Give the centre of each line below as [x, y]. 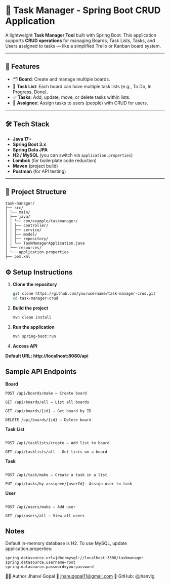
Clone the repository [35, 284]
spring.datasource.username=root [40, 562]
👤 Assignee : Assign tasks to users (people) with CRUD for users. [80, 103]
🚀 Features [23, 67]
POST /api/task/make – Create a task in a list [56, 475]
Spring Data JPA [30, 149]
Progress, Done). [30, 92]
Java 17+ [22, 139]
